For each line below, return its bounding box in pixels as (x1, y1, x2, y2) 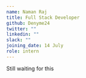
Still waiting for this (6, 65, 55, 72)
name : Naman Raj (6, 8, 47, 15)
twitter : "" (6, 25, 36, 32)
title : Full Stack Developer (6, 15, 80, 21)
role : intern (6, 48, 39, 54)
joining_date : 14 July (6, 43, 64, 49)
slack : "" (6, 37, 31, 43)
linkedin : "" (6, 31, 39, 37)
